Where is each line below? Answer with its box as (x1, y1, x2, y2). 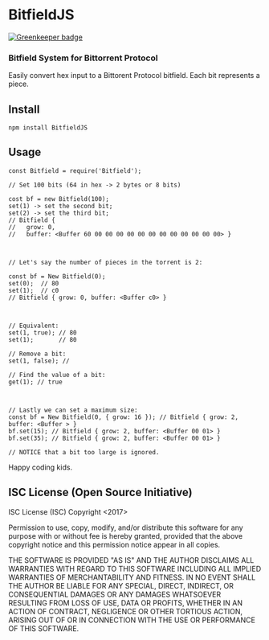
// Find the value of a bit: (8, 371, 106, 379)
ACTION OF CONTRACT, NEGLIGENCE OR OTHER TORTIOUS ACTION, (8, 606, 243, 616)
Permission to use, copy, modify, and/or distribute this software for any (8, 523, 243, 532)
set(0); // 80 (8, 279, 59, 287)
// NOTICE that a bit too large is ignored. (8, 448, 160, 456)
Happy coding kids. (8, 462, 73, 472)
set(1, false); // (8, 356, 70, 365)
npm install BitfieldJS (8, 124, 88, 132)
